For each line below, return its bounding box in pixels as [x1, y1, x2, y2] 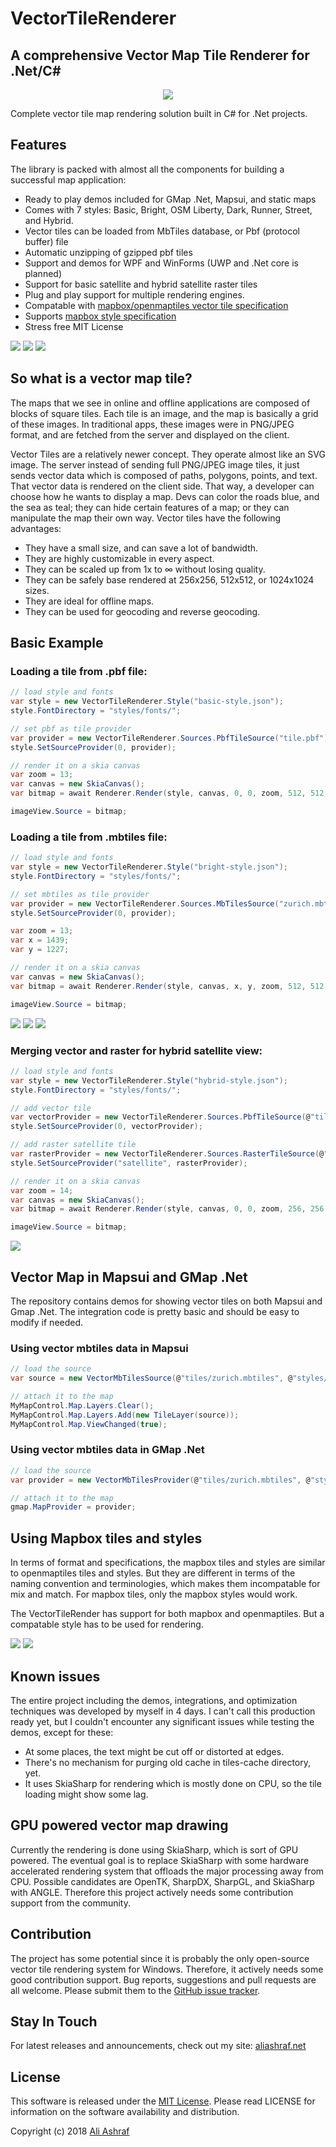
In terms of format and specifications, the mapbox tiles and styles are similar [10, 1557, 326, 1569]
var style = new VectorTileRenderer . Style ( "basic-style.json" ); [10, 697, 284, 707]
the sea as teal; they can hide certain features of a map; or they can [10, 501, 290, 513]
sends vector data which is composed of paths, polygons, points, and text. [10, 469, 318, 481]
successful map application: [10, 173, 127, 186]
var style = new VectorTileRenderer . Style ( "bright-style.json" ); [10, 862, 288, 872]
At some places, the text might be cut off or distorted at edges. [24, 1745, 285, 1757]
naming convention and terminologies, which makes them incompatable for [10, 1578, 321, 1590]
